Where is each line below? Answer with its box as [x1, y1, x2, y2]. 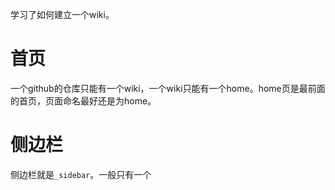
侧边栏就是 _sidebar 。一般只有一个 [10, 168, 152, 180]
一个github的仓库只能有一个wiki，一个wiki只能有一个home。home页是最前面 [10, 82, 326, 94]
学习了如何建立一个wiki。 [10, 9, 115, 20]
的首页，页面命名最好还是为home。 [10, 94, 157, 107]
